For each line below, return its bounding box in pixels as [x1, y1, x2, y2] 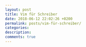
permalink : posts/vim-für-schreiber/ [5, 21, 82, 26]
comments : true [5, 35, 36, 40]
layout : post [5, 7, 32, 12]
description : [5, 30, 32, 35]
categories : [5, 25, 29, 30]
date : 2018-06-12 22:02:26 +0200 [5, 16, 73, 21]
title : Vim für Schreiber [5, 12, 57, 17]
